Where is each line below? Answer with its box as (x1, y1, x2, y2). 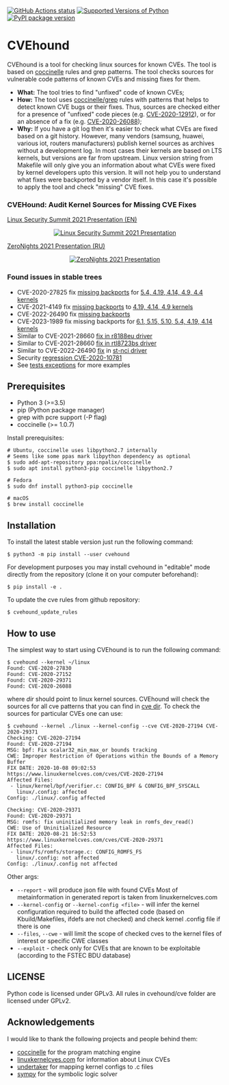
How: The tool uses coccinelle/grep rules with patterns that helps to (16, 95, 209, 103)
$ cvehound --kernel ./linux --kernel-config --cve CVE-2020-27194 (7, 723, 204, 729)
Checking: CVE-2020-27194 (7, 734, 81, 741)
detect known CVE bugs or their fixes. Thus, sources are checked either (16, 103, 220, 111)
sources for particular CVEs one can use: (7, 709, 123, 717)
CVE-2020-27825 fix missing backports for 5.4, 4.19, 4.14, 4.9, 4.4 (16, 288, 204, 296)
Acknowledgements (7, 1017, 95, 1028)
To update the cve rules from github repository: (7, 596, 140, 604)
